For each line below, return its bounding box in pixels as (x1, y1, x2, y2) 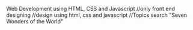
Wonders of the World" (6, 18, 64, 25)
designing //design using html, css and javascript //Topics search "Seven (6, 11, 188, 19)
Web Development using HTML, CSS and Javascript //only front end (6, 5, 176, 12)
